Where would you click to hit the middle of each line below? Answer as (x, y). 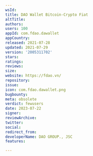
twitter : (14, 122)
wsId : (11, 10)
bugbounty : (16, 94)
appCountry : (17, 38)
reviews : (14, 66)
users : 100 (16, 29)
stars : (12, 57)
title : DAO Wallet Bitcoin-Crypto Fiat (47, 15)
